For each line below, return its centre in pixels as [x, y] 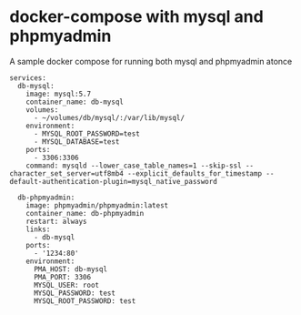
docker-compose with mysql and [136, 17]
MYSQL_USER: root [66, 285]
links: [38, 229]
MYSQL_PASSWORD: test [75, 293]
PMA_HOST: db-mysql [70, 269]
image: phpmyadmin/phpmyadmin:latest [97, 205]
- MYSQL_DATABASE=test [76, 142]
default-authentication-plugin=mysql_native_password [114, 181]
